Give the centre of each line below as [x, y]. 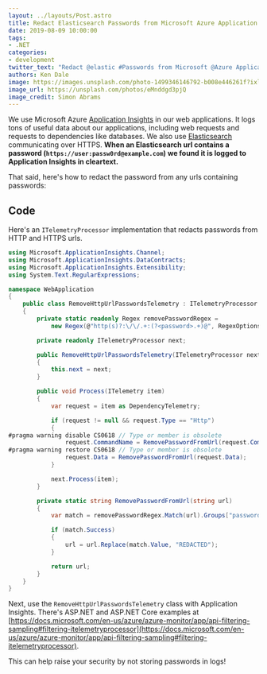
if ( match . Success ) [83, 530]
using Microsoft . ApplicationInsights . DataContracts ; [97, 260]
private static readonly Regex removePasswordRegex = [128, 319]
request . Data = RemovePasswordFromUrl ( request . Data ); [156, 458]
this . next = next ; [81, 370]
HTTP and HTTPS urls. [45, 238]
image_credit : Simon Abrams [55, 97]
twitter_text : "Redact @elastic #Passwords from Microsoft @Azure [120, 68]
